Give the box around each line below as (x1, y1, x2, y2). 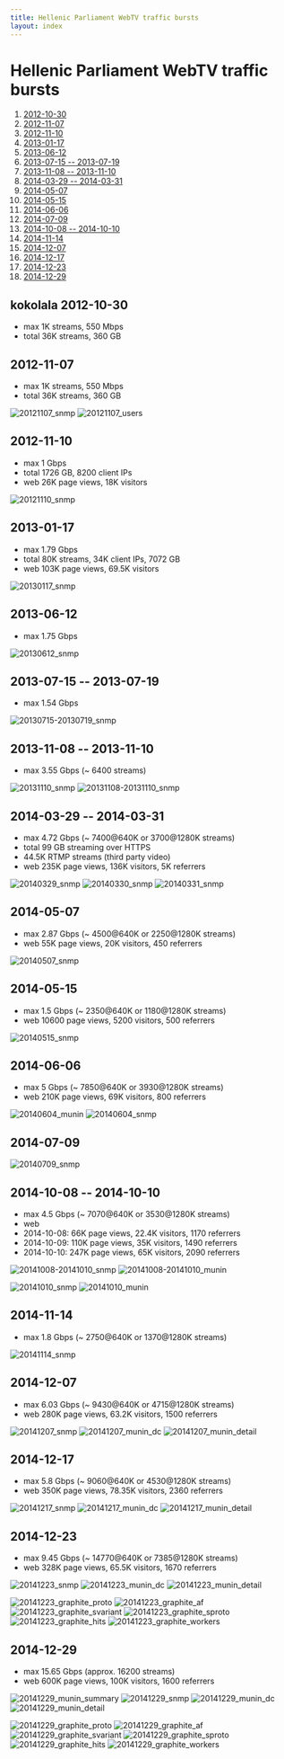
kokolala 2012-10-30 (10, 298, 129, 313)
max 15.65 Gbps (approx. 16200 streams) (22, 1666, 176, 1677)
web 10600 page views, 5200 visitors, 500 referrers (22, 1015, 216, 1026)
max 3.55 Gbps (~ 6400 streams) (22, 765, 147, 776)
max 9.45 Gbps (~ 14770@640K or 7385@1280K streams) (22, 1552, 238, 1564)
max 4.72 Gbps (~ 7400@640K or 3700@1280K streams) (22, 832, 236, 843)
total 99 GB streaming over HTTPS (22, 841, 151, 852)
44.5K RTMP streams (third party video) (22, 851, 171, 862)
